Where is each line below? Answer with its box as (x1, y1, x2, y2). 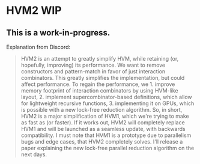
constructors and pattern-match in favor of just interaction (20, 68, 166, 75)
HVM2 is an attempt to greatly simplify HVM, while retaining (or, (20, 55, 179, 62)
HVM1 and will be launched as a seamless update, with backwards (20, 126, 186, 132)
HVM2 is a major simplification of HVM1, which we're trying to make (20, 112, 189, 120)
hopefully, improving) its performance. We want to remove (20, 61, 166, 68)
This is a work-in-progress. (6, 28, 111, 38)
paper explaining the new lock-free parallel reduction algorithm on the (20, 145, 195, 151)
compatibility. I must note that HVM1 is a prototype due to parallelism (20, 132, 192, 139)
